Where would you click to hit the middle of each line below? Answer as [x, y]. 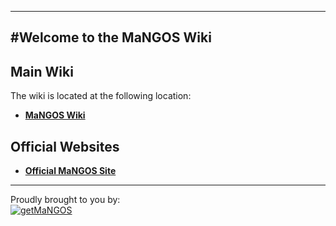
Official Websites [65, 146]
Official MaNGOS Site [70, 171]
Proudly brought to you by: [65, 200]
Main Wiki [42, 71]
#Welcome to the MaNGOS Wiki [111, 37]
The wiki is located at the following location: [101, 96]
